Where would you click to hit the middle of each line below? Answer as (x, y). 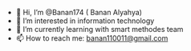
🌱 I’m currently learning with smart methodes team (100, 29)
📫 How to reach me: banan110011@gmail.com (92, 38)
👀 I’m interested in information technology (85, 21)
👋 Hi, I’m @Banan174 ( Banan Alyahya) (79, 12)
